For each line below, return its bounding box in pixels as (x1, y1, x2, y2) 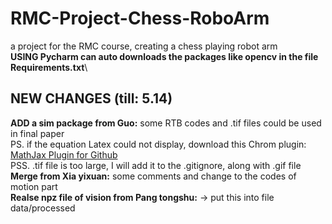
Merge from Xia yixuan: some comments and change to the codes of (10, 170, 297, 182)
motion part (10, 180, 58, 192)
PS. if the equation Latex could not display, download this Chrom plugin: (10, 138, 307, 150)
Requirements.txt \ (10, 61, 88, 73)
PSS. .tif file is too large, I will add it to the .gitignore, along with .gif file (10, 159, 302, 171)
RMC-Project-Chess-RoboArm (10, 7, 270, 30)
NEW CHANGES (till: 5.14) (10, 90, 173, 107)
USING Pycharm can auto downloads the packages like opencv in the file (10, 50, 319, 62)
